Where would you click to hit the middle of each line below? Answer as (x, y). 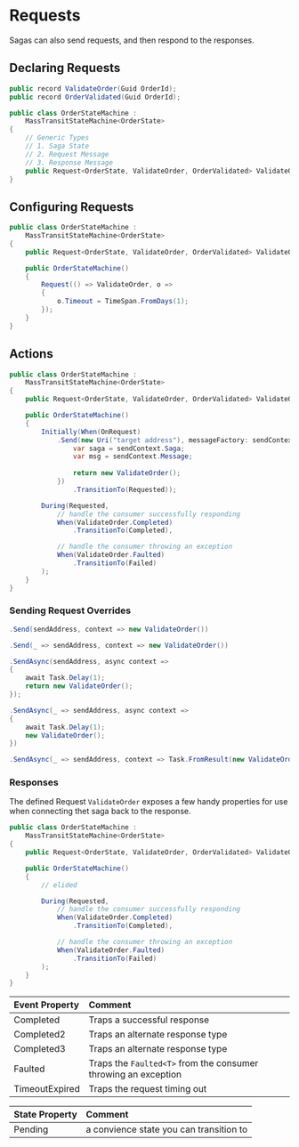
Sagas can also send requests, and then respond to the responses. (132, 40)
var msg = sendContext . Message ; (133, 456)
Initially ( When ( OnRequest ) (91, 432)
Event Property (47, 1005)
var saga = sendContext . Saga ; (129, 448)
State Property (45, 1115)
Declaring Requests (65, 68)
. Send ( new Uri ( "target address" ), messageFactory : (153, 440)
